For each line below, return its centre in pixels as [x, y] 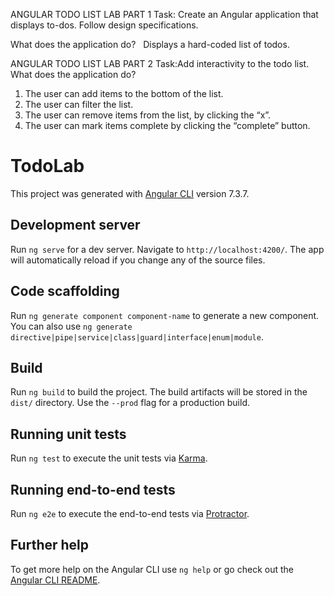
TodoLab [47, 166]
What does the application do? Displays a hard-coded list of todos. [150, 44]
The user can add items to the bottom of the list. [124, 93]
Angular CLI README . [55, 580]
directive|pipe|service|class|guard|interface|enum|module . [137, 336]
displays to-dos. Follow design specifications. [104, 25]
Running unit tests [68, 434]
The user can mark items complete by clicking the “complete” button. [167, 125]
